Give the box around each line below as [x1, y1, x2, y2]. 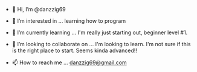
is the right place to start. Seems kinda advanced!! [11, 47, 138, 54]
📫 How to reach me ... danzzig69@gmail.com [11, 59, 127, 66]
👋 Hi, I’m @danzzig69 [11, 6, 66, 13]
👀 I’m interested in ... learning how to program [11, 17, 126, 24]
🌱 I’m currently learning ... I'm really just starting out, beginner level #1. [11, 29, 188, 36]
